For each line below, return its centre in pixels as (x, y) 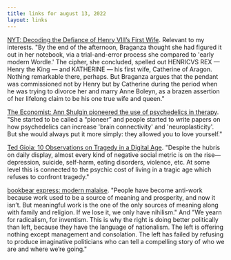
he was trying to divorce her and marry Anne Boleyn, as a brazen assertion (113, 91)
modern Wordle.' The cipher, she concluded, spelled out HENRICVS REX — (113, 62)
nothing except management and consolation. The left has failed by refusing (115, 234)
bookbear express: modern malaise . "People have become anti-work (105, 190)
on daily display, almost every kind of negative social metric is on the (105, 155)
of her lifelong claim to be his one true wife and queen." (86, 98)
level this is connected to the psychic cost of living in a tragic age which (109, 169)
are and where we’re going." (47, 249)
